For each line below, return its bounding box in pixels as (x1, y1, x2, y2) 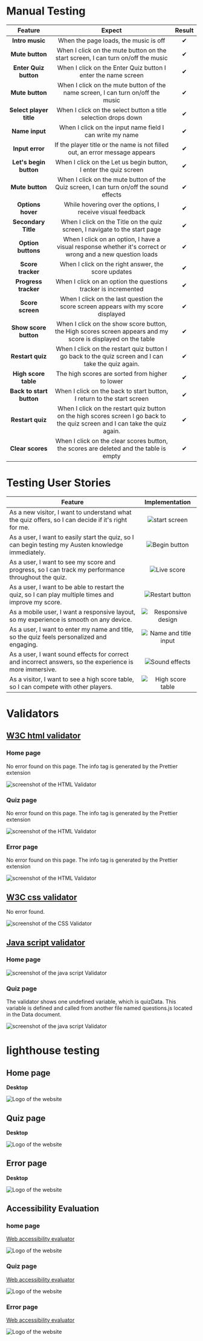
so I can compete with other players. (9, 682, 113, 691)
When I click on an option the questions (55, 277, 168, 285)
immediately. (9, 548, 46, 557)
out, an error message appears (68, 148, 156, 157)
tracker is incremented (79, 285, 144, 293)
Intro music (11, 36, 46, 45)
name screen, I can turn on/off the (63, 88, 160, 97)
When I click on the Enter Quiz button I (57, 63, 166, 72)
